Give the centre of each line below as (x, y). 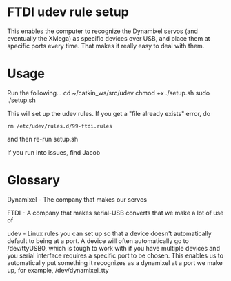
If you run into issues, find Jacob (54, 152)
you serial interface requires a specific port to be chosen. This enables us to (115, 255)
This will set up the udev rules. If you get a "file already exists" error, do (109, 113)
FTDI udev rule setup (68, 12)
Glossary (34, 181)
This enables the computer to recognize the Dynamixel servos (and (103, 31)
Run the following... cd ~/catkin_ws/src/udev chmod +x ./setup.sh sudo (109, 93)
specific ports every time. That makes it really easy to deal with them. (106, 46)
